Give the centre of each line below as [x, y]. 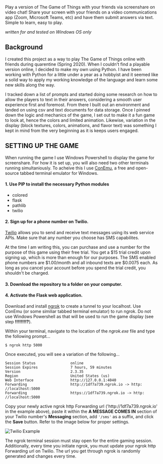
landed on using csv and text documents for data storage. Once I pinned [78, 110]
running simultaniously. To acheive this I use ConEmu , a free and [70, 168]
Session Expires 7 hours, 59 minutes [58, 367]
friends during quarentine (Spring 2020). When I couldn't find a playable [77, 64]
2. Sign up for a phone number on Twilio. [47, 222]
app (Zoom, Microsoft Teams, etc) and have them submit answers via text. [80, 17]
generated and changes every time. [41, 456]
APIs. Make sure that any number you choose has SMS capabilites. [72, 238]
